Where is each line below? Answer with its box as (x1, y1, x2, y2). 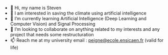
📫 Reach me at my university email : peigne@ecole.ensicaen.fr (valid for (10, 37, 164, 43)
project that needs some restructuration (10, 32, 94, 37)
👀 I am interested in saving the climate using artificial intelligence (10, 10, 147, 16)
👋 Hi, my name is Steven (10, 5, 62, 11)
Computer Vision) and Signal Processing (10, 21, 95, 27)
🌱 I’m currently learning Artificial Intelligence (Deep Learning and (10, 16, 147, 21)
